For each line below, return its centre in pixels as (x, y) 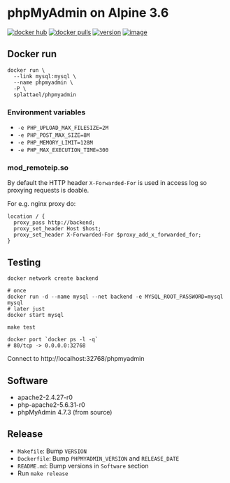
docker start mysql (36, 315)
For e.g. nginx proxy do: (42, 204)
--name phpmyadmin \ (43, 82)
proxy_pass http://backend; (55, 223)
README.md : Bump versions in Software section (83, 466)
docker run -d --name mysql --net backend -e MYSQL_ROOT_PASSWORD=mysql (115, 297)
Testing (24, 262)
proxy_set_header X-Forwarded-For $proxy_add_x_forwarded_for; (107, 235)
